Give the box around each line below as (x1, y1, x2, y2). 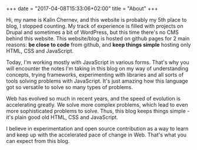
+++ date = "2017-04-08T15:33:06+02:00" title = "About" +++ (6, 5, 158, 12)
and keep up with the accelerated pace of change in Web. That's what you (6, 131, 187, 138)
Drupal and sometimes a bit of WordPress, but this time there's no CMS (6, 29, 179, 36)
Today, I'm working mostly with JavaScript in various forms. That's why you (6, 59, 189, 66)
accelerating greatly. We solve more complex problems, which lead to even (6, 101, 188, 108)
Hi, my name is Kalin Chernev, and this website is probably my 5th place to (6, 16, 187, 23)
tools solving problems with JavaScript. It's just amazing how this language (6, 77, 188, 84)
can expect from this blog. (6, 138, 70, 144)
